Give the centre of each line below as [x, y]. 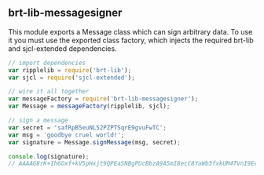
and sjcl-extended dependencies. [62, 48]
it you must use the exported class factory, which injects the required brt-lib [131, 40]
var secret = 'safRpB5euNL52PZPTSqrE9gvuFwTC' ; [88, 128]
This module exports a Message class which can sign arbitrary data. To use [130, 31]
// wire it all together [49, 92]
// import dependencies [47, 63]
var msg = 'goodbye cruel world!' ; [66, 135]
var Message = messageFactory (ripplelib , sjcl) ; [89, 106]
